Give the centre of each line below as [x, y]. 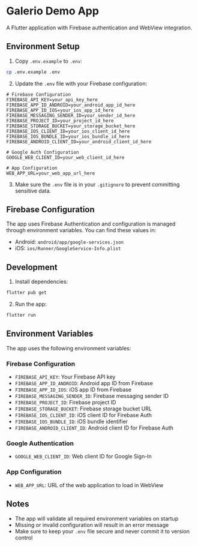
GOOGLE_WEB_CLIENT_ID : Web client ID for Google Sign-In [83, 457]
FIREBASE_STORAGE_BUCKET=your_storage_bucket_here [71, 126]
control [24, 538]
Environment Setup [43, 46]
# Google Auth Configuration [43, 152]
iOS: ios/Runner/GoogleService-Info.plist [68, 248]
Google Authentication [40, 443]
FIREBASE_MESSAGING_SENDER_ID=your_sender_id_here [71, 115]
